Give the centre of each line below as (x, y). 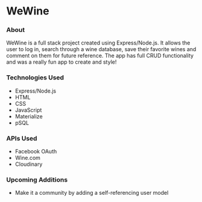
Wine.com (28, 158)
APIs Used (22, 138)
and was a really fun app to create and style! (62, 62)
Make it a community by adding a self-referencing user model (92, 193)
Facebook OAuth (36, 151)
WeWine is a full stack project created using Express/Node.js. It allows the (98, 43)
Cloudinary (29, 164)
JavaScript (28, 110)
